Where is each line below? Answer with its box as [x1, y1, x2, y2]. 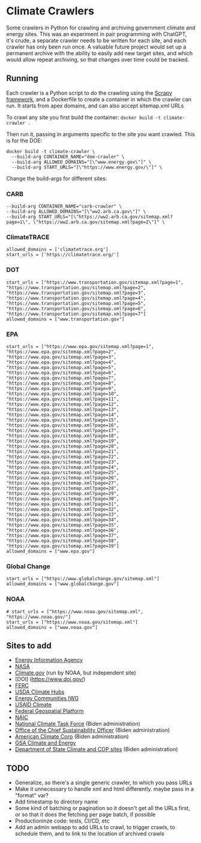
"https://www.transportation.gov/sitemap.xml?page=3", [6, 290, 146, 296]
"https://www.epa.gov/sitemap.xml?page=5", [6, 364, 117, 370]
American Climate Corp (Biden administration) [14, 733, 129, 740]
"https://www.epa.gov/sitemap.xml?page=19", [6, 438, 119, 444]
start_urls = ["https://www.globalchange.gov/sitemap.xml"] [6, 576, 160, 582]
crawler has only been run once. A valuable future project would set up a [6, 43, 187, 50]
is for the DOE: [6, 137, 43, 144]
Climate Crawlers [6, 4, 95, 18]
